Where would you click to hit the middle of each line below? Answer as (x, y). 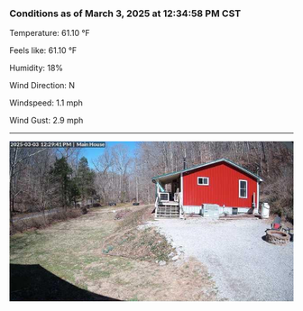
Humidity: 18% (37, 68)
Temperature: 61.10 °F (50, 33)
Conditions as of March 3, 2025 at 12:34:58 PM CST (125, 14)
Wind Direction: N (42, 86)
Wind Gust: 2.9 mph (46, 121)
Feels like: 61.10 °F (43, 50)
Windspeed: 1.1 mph (46, 103)
